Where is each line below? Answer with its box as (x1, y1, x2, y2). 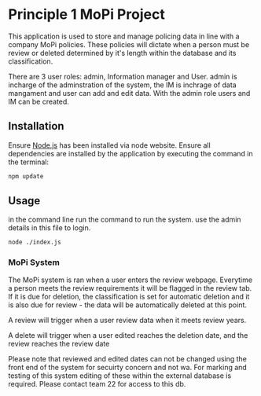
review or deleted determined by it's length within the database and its (8, 48, 237, 57)
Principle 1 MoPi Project (8, 5, 165, 24)
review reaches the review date (8, 339, 110, 348)
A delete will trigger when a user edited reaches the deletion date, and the (8, 330, 248, 339)
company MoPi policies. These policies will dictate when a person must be (8, 39, 250, 49)
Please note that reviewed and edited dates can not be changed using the (8, 354, 248, 363)
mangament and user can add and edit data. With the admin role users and (8, 88, 251, 97)
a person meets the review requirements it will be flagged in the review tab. (8, 283, 252, 292)
